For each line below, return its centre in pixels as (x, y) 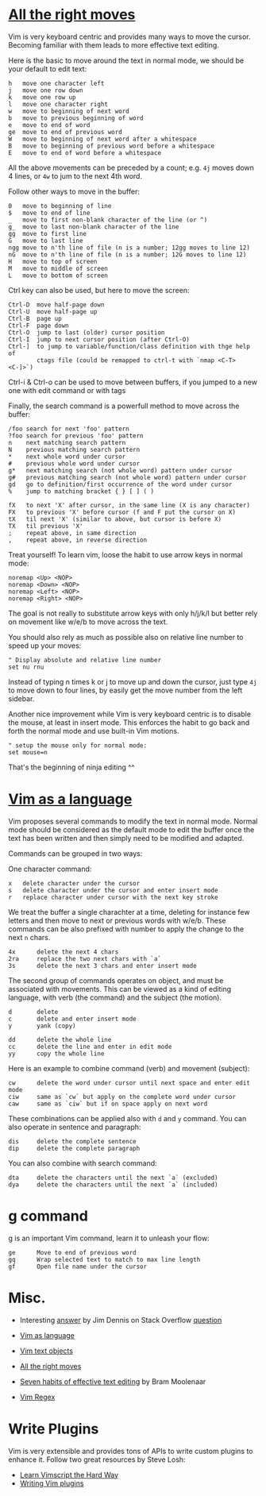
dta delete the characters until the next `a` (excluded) (113, 1178)
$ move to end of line (49, 213)
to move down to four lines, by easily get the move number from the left (125, 690)
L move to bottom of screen (58, 276)
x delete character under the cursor (74, 883)
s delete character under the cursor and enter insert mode (113, 890)
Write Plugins (54, 1429)
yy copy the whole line (56, 1054)
